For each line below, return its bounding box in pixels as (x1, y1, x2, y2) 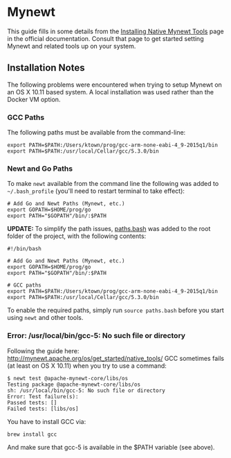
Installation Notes (7, 62, 85, 74)
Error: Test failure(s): (7, 393, 79, 400)
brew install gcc (7, 431, 57, 438)
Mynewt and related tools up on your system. (7, 42, 136, 50)
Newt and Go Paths (7, 164, 73, 173)
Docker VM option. (7, 95, 61, 103)
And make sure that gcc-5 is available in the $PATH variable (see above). (7, 443, 215, 451)
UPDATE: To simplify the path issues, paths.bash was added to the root (7, 225, 211, 233)
